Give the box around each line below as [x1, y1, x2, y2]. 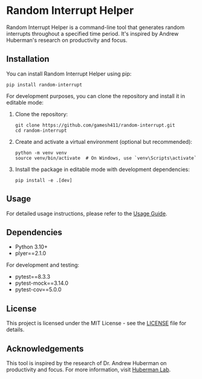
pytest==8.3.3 [15, 273, 50, 280]
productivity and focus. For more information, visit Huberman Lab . [6, 366, 171, 373]
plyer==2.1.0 [15, 250, 47, 257]
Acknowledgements [6, 343, 84, 354]
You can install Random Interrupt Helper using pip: [6, 70, 132, 77]
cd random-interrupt [15, 128, 67, 134]
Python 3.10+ [15, 243, 48, 251]
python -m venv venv [15, 149, 67, 156]
